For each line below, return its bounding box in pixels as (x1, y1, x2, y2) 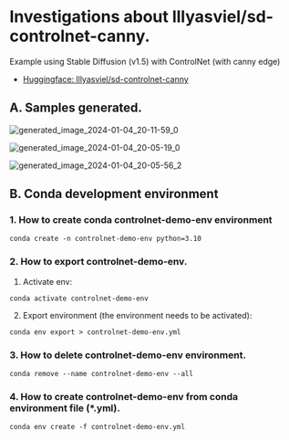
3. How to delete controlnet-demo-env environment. (9, 349, 246, 361)
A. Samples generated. (9, 100, 143, 116)
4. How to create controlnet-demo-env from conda (9, 390, 239, 403)
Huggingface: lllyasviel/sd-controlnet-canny (22, 73, 189, 84)
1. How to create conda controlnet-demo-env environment (9, 214, 273, 226)
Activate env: (22, 276, 73, 287)
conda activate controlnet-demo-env (9, 294, 149, 303)
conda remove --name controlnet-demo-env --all (9, 370, 194, 379)
